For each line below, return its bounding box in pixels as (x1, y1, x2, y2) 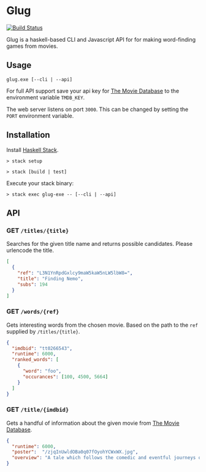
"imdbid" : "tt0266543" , (12, 345, 72, 351)
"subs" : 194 (17, 281, 48, 287)
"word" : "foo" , (22, 368, 62, 375)
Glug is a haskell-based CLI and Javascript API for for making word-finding (6, 36, 196, 43)
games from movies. (6, 42, 58, 50)
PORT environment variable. (6, 112, 74, 120)
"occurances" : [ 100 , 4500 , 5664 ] (22, 373, 109, 380)
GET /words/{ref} (6, 307, 59, 316)
